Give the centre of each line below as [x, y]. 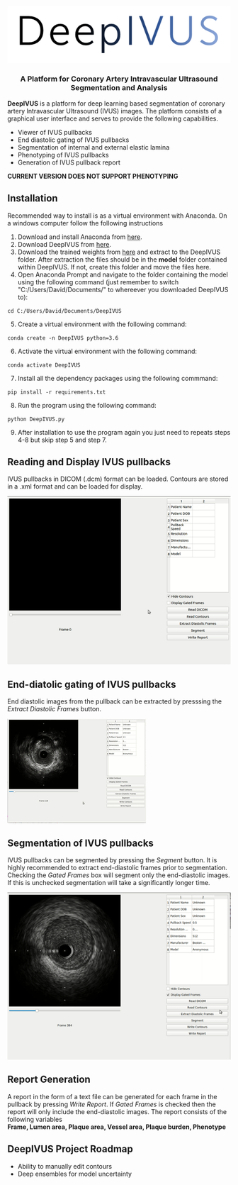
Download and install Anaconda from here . [80, 237]
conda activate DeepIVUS [44, 365]
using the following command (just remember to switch [98, 282]
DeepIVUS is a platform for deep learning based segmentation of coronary [116, 103]
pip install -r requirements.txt [57, 392]
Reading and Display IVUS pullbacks [89, 462]
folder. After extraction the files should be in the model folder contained [122, 259]
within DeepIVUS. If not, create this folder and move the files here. [114, 267]
